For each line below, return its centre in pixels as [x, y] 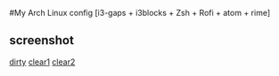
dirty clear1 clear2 [42, 62]
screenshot [41, 40]
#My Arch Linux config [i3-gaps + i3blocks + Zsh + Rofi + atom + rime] [140, 13]
